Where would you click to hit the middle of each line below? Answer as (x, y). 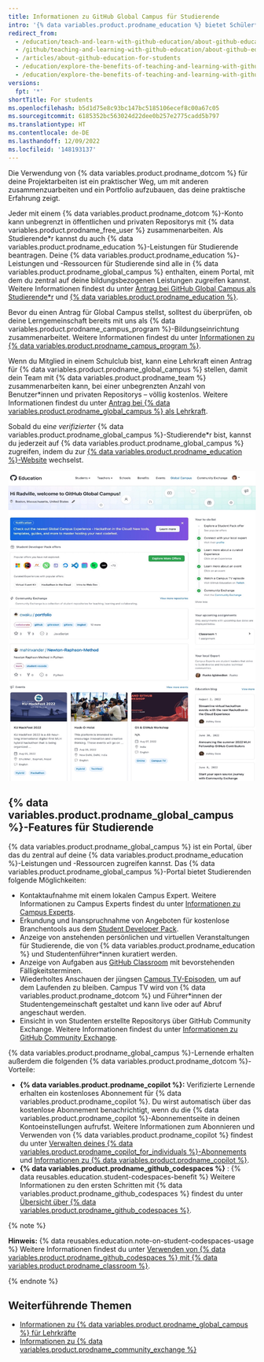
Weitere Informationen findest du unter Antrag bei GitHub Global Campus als (132, 288)
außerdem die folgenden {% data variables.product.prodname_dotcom (123, 1061)
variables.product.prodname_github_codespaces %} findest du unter (131, 1194)
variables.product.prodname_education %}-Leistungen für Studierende (123, 246)
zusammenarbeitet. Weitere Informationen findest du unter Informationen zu (132, 337)
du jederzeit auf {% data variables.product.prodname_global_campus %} (126, 443)
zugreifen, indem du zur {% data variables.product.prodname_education (125, 451)
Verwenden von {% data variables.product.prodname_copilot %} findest (136, 1134)
